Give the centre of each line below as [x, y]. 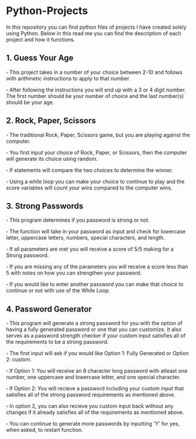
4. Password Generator [49, 309]
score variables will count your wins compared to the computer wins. [89, 188]
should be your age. [30, 102]
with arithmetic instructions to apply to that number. [68, 78]
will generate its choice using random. [52, 158]
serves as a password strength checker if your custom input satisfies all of [96, 336]
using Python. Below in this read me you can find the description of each [94, 33]
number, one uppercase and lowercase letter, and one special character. [93, 377]
